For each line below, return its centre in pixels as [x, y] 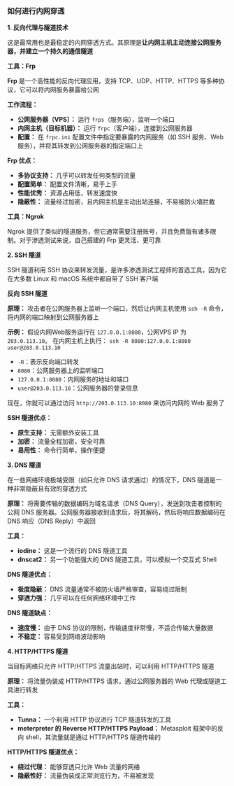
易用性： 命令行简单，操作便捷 [61, 450]
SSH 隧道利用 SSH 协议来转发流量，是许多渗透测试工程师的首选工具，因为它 [117, 270]
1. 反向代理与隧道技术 [38, 28]
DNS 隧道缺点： [30, 613]
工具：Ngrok [25, 217]
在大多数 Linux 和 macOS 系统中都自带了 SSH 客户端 [83, 279]
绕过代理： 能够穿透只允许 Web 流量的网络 [79, 767]
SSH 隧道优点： [30, 418]
